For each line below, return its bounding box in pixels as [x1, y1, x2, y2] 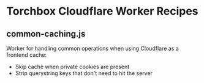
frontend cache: [6, 51, 47, 59]
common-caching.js [6, 29, 86, 39]
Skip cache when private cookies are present [15, 63, 130, 70]
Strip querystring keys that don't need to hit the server [15, 70, 153, 77]
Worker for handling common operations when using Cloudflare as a [6, 45, 179, 52]
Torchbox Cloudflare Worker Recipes [6, 4, 198, 18]
